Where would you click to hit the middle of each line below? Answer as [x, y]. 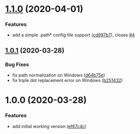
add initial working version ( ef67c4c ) [49, 126]
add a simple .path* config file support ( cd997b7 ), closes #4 [73, 35]
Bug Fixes [17, 64]
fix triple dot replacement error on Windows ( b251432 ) [67, 80]
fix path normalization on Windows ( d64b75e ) [59, 75]
